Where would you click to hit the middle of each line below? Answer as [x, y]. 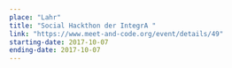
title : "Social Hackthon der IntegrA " [83, 26]
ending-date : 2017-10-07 [55, 50]
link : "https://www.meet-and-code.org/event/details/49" [116, 34]
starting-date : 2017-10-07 [59, 42]
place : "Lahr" [35, 17]
